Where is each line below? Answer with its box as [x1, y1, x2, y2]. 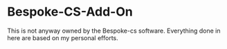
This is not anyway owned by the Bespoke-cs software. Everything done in [7, 27, 221, 35]
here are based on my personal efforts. [7, 33, 119, 42]
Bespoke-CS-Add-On [7, 4, 133, 20]
